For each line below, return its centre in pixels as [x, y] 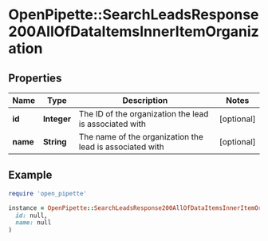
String [55, 142]
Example [30, 175]
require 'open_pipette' [48, 193]
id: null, [32, 215]
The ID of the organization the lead [144, 114]
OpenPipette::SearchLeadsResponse [134, 15]
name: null [33, 223]
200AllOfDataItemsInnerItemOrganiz [134, 32]
